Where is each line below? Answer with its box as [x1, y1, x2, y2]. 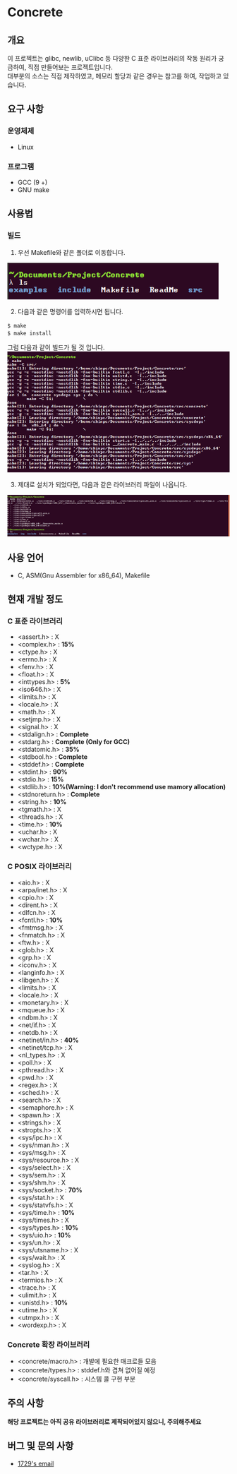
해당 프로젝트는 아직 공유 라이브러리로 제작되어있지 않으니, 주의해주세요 [7, 1417, 202, 1426]
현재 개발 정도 [7, 594, 63, 606]
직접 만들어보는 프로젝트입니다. [28, 63, 113, 71]
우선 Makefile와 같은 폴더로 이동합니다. [17, 248, 126, 256]
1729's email [17, 1459, 54, 1468]
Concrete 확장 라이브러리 [7, 1339, 90, 1349]
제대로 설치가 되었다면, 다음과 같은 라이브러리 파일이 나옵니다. [17, 481, 188, 489]
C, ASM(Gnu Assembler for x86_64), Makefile [17, 571, 150, 580]
